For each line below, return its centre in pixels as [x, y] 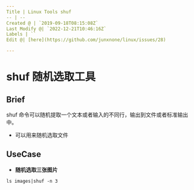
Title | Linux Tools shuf [39, 12]
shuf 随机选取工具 [51, 77]
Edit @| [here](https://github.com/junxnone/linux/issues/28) [86, 40]
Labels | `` [21, 34]
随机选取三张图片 [36, 169]
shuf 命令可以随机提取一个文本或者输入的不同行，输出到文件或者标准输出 [97, 115]
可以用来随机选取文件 [41, 135]
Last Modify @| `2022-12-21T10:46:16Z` [57, 29]
